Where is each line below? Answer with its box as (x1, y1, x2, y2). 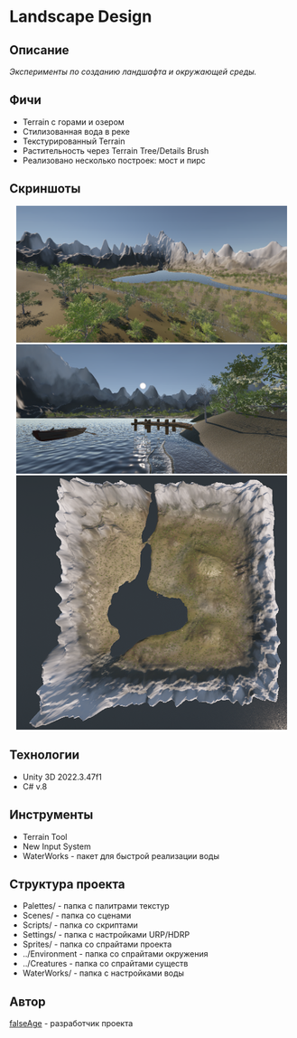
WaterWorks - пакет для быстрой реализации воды (22, 850, 219, 861)
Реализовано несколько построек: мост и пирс (22, 155, 206, 165)
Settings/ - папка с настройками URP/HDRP (22, 929, 190, 940)
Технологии (9, 748, 79, 763)
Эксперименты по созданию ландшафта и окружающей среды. (9, 66, 257, 77)
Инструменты (9, 807, 94, 823)
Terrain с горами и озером (22, 116, 125, 127)
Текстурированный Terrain (22, 136, 125, 146)
